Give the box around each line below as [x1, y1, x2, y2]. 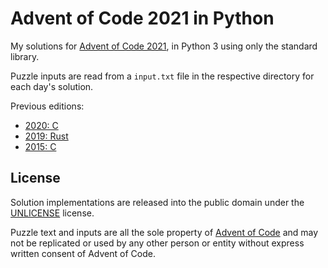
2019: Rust [24, 130, 69, 142]
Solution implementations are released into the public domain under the [10, 196, 305, 208]
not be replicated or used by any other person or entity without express [10, 237, 305, 249]
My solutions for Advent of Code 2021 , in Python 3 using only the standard [10, 40, 318, 52]
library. [10, 50, 40, 62]
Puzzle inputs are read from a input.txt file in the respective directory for [10, 70, 315, 82]
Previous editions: [10, 100, 85, 112]
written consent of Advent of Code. [10, 247, 156, 259]
